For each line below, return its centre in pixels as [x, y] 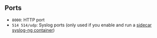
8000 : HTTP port [28, 19]
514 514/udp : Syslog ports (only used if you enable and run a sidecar [82, 25]
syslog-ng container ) [33, 30]
